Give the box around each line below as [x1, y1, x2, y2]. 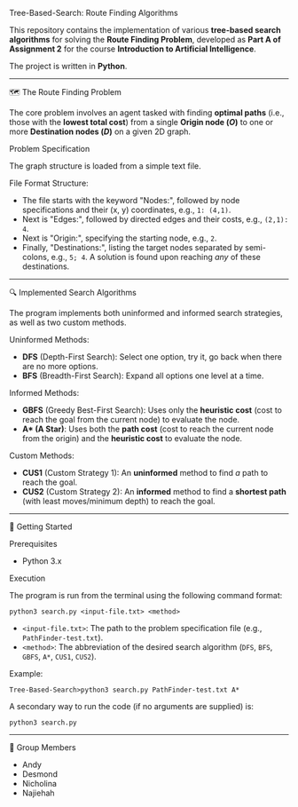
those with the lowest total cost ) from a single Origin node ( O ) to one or [9, 117, 273, 127]
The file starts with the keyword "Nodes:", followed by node [21, 195, 240, 205]
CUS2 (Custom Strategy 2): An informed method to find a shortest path [21, 487, 286, 496]
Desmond [21, 769, 58, 779]
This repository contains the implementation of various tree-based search [9, 25, 281, 35]
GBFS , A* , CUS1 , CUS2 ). [21, 652, 98, 661]
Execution [9, 573, 46, 583]
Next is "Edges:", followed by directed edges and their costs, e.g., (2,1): [21, 214, 289, 225]
